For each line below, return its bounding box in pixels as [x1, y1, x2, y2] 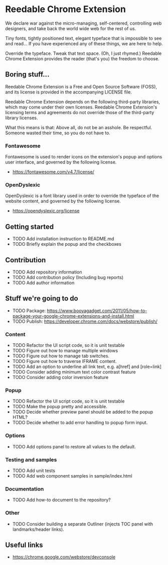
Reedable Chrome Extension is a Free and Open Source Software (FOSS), [5, 83, 157, 89]
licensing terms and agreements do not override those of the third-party [5, 109, 154, 115]
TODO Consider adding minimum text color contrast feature [12, 369, 136, 375]
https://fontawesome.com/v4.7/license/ [12, 169, 94, 175]
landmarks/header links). [12, 526, 64, 532]
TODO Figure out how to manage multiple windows [12, 348, 118, 354]
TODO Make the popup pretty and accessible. [12, 404, 108, 410]
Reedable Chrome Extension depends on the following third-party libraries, [5, 99, 160, 105]
